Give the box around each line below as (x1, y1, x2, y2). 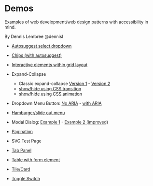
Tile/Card (11, 166, 30, 172)
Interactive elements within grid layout (11, 62, 88, 68)
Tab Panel (11, 147, 32, 153)
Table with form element (11, 156, 60, 163)
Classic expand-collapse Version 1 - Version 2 (18, 81, 111, 86)
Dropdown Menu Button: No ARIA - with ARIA (11, 100, 102, 106)
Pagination (11, 128, 33, 134)
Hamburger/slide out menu (11, 110, 65, 116)
